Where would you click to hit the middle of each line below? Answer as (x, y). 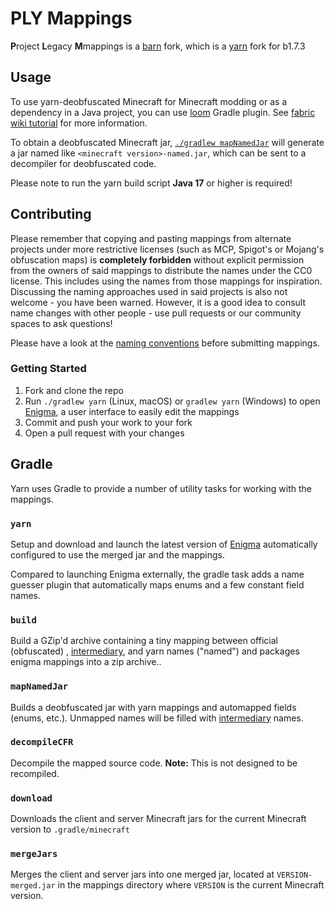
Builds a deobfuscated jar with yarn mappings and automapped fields (153, 707)
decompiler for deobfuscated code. (83, 163)
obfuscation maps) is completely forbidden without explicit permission (157, 259)
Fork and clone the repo (74, 390)
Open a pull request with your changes (104, 433)
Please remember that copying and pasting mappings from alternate (151, 238)
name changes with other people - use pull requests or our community (156, 313)
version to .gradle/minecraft (70, 829)
